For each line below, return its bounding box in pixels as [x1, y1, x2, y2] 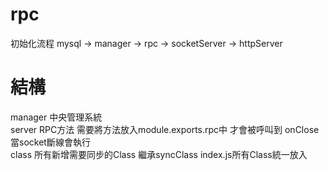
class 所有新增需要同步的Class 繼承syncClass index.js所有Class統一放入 [10, 148, 308, 160]
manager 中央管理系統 [10, 111, 103, 123]
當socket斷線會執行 [10, 136, 91, 148]
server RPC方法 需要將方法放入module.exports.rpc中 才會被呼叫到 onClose [10, 123, 320, 135]
